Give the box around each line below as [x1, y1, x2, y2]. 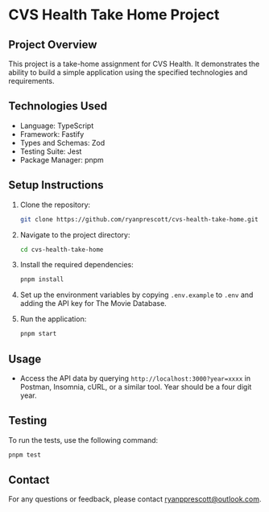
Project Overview [8, 38, 97, 52]
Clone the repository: [19, 200, 91, 209]
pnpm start [19, 330, 57, 338]
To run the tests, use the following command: [8, 435, 159, 444]
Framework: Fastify [19, 129, 85, 138]
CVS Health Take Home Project [8, 6, 220, 24]
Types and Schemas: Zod [19, 138, 106, 147]
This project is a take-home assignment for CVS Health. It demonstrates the [8, 59, 260, 68]
